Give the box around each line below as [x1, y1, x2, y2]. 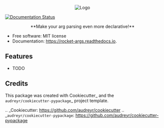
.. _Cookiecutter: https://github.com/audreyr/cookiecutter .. [5, 107, 124, 113]
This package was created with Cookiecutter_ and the [5, 92, 114, 98]
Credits [5, 80, 28, 88]
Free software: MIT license [12, 33, 66, 39]
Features [5, 52, 33, 61]
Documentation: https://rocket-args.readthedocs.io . [12, 38, 117, 44]
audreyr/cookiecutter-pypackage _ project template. [5, 98, 109, 104]
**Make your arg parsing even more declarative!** [30, 23, 135, 29]
